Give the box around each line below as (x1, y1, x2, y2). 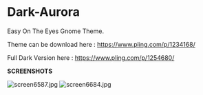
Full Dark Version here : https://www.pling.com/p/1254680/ (7, 53, 175, 62)
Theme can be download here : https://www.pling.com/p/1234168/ (7, 40, 196, 48)
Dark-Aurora (7, 4, 81, 20)
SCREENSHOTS (7, 67, 53, 75)
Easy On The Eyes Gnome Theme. (7, 27, 105, 35)
